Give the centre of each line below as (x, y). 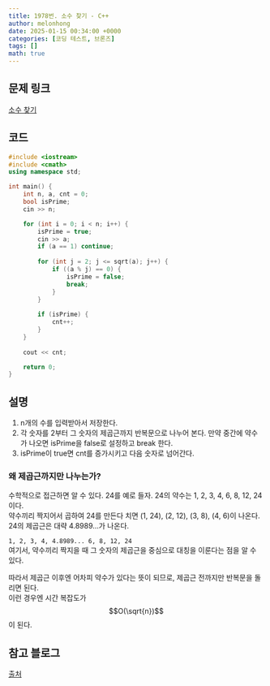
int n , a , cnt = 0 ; (56, 194)
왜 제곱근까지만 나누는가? (55, 476)
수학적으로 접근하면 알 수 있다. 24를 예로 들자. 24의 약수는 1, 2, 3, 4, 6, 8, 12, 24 (135, 495)
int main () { (30, 187)
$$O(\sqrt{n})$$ (136, 611)
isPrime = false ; (96, 277)
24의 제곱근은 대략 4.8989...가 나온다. (69, 526)
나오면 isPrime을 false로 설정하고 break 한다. (101, 443)
